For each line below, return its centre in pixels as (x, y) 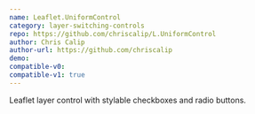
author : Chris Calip (48, 42)
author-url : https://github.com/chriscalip (91, 50)
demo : (19, 58)
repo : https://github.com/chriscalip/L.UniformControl (113, 34)
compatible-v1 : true (48, 75)
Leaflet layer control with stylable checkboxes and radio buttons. (128, 100)
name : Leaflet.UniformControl (65, 17)
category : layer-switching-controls (77, 26)
